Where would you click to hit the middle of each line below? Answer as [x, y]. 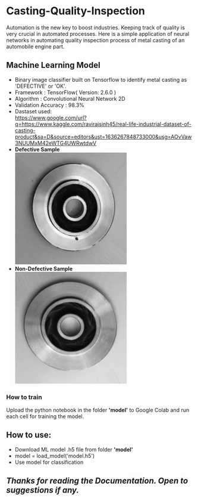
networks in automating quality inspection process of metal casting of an [95, 40]
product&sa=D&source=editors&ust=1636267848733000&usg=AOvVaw [103, 137]
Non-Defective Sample [44, 268]
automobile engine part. [35, 47]
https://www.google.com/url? [51, 117]
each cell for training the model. [45, 416]
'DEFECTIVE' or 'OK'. [40, 86]
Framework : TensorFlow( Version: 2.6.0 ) [65, 92]
